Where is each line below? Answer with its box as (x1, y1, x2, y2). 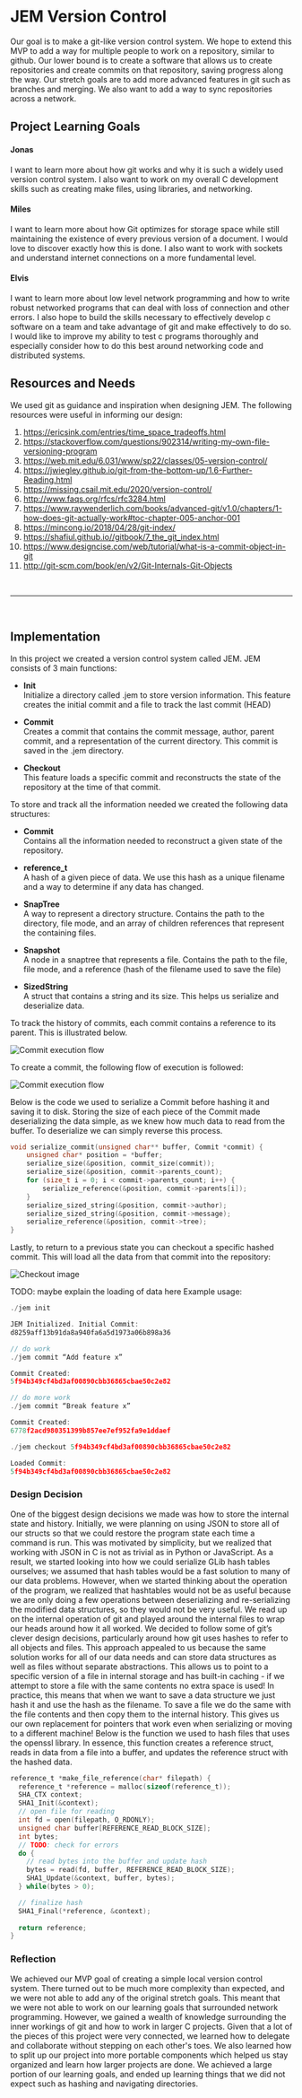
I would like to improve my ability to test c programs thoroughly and (10, 330, 259, 342)
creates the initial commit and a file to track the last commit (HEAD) (22, 699, 272, 709)
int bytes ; (18, 1832, 59, 1841)
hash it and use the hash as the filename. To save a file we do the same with (10, 1699, 291, 1710)
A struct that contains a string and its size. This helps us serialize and (22, 990, 280, 1001)
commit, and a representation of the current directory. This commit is (22, 736, 279, 746)
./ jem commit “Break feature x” (10, 1402, 131, 1411)
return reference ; (18, 1923, 88, 1932)
